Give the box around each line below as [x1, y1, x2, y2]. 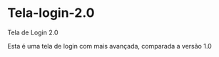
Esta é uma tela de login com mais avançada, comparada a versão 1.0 [7, 42, 212, 50]
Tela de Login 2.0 [7, 28, 58, 37]
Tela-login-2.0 [7, 5, 95, 21]
